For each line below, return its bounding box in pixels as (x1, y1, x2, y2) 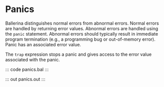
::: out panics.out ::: (5, 76, 46, 82)
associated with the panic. (5, 56, 60, 62)
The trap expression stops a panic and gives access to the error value (5, 51, 152, 57)
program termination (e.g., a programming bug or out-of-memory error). (5, 36, 156, 42)
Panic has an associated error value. (5, 41, 81, 47)
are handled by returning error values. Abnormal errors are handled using (5, 25, 158, 31)
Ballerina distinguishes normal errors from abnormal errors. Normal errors (5, 20, 159, 26)
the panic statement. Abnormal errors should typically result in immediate (5, 31, 158, 37)
